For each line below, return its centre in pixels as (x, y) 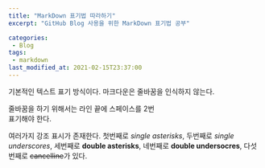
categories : (28, 38)
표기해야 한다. (30, 118)
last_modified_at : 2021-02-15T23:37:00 (75, 68)
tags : (17, 53)
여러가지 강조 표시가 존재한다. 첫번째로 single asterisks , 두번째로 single (122, 135)
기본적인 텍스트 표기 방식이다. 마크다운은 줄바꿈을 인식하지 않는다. (112, 91)
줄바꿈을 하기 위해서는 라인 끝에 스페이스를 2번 (81, 109)
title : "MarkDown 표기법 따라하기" (62, 16)
